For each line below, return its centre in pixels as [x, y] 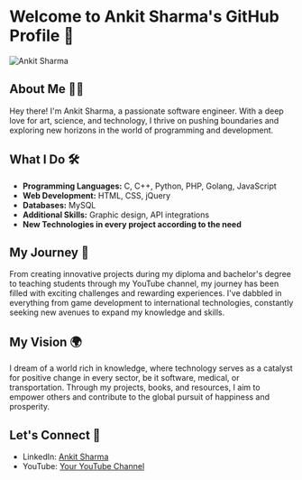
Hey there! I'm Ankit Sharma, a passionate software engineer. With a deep [146, 111]
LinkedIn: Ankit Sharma [65, 457]
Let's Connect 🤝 [55, 435]
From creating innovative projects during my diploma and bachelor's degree [150, 274]
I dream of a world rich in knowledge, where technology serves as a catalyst [151, 368]
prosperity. [30, 407]
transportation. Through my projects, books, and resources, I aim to [135, 388]
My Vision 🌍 [46, 342]
